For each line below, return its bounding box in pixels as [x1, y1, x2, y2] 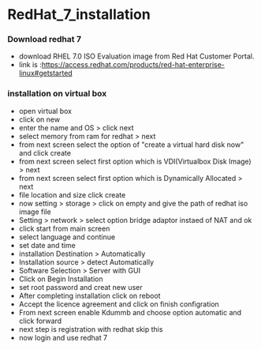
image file [18, 207, 52, 216]
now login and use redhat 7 [18, 333, 108, 342]
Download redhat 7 [7, 34, 82, 45]
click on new [18, 115, 61, 124]
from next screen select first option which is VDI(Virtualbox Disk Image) [18, 156, 252, 166]
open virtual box [18, 106, 73, 115]
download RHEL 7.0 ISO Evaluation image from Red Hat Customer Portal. [18, 51, 255, 61]
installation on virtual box [7, 88, 107, 100]
